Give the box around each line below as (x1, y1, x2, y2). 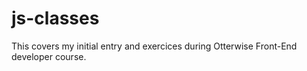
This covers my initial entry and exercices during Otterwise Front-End (11, 40, 298, 52)
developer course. (11, 50, 87, 62)
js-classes (11, 7, 100, 30)
